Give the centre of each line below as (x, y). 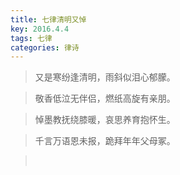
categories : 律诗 (45, 47)
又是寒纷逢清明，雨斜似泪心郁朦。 (105, 77)
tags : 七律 (31, 38)
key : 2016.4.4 (40, 29)
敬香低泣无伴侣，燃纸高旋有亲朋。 (105, 98)
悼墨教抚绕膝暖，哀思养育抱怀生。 (105, 120)
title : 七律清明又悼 (48, 19)
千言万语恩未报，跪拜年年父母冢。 (105, 141)
